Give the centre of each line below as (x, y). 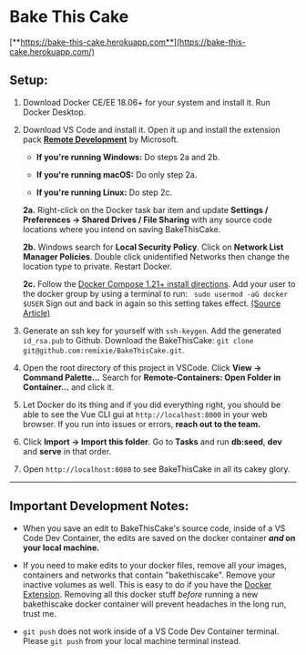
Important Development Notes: (99, 506)
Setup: (29, 81)
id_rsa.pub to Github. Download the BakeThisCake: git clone (138, 340)
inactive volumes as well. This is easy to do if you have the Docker (147, 584)
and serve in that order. (67, 451)
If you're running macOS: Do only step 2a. (117, 174)
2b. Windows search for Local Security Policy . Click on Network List (153, 247)
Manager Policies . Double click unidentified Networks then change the (156, 256)
